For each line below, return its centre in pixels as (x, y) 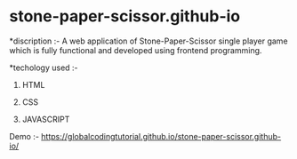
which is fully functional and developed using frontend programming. (136, 50)
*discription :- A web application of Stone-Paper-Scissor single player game (148, 41)
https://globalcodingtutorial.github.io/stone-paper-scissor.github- (161, 136)
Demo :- (24, 136)
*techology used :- (44, 68)
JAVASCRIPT (46, 119)
